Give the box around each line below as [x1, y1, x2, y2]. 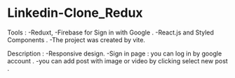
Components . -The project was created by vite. [7, 35, 146, 44]
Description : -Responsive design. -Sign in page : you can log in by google [7, 49, 222, 58]
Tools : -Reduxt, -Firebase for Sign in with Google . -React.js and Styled [7, 28, 214, 37]
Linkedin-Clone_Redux [7, 5, 143, 21]
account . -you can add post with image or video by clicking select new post [7, 56, 228, 65]
